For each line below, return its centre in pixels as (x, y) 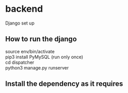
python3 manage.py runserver (37, 67)
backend (24, 9)
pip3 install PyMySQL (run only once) (44, 57)
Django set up (20, 23)
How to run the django (41, 39)
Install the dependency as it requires (64, 84)
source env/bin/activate (30, 51)
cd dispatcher (20, 62)
